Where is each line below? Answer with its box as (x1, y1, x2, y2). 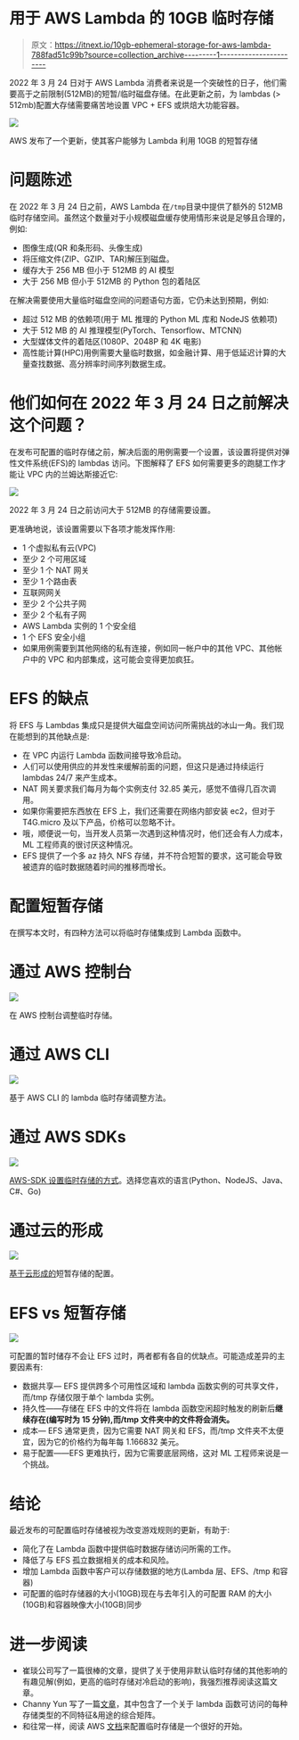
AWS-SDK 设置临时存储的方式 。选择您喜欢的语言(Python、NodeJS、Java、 (9, 1174, 288, 1185)
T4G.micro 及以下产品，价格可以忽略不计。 (21, 816, 181, 827)
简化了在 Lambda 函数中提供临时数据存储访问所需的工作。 (21, 1544, 236, 1554)
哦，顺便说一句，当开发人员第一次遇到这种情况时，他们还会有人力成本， (21, 827, 287, 839)
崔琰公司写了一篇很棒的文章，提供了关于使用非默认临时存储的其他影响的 (21, 1665, 287, 1676)
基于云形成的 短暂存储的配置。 (9, 1268, 118, 1279)
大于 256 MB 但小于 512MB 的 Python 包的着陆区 (21, 276, 201, 286)
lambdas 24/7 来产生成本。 (21, 772, 122, 783)
